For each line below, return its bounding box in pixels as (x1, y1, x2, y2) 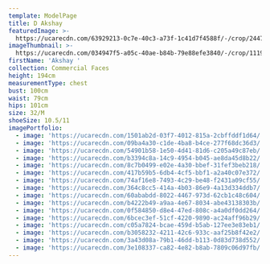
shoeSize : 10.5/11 (8, 117, 70, 125)
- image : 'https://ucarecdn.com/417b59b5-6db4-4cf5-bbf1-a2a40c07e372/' (15, 169, 264, 177)
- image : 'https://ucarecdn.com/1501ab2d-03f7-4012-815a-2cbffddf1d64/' (15, 131, 264, 139)
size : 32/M (8, 109, 45, 118)
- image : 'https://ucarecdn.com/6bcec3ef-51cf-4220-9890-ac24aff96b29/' (15, 214, 264, 222)
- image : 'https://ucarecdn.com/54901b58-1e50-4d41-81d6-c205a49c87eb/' (15, 146, 264, 155)
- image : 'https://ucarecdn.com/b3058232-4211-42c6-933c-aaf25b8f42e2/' (15, 229, 264, 237)
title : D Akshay (8, 19, 63, 27)
